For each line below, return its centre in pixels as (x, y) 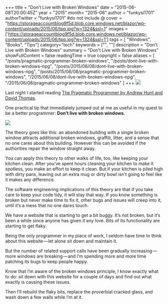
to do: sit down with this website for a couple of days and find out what (78, 277)
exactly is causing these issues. (38, 282)
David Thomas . (21, 98)
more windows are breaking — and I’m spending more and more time (76, 256)
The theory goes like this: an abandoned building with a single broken (77, 132)
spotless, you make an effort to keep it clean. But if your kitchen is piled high (84, 169)
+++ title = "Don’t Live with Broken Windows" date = (59, 7)
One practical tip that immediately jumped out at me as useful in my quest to (84, 108)
